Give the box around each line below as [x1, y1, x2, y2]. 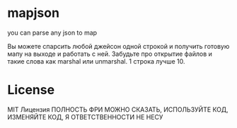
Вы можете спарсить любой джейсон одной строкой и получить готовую [7, 42, 230, 50]
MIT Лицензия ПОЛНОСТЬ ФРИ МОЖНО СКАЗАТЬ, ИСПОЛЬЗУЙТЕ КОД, [7, 105, 229, 114]
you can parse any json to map [7, 28, 98, 37]
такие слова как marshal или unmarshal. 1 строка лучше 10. [7, 57, 185, 65]
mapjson [7, 5, 60, 21]
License [7, 82, 55, 98]
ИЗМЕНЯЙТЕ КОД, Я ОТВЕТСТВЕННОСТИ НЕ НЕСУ [7, 112, 163, 121]
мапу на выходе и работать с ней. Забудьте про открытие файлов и [7, 50, 212, 58]
